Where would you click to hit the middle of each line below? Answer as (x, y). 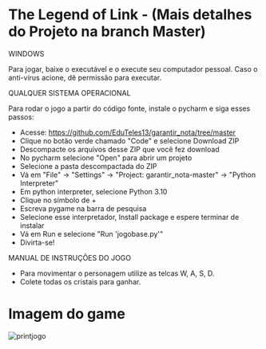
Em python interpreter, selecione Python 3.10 (93, 191)
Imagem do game (67, 314)
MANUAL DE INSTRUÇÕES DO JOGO (70, 257)
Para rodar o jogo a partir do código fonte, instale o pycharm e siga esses (129, 108)
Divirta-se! (37, 242)
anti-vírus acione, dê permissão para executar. (85, 77)
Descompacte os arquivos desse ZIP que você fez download (119, 149)
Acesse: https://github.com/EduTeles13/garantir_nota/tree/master (128, 132)
